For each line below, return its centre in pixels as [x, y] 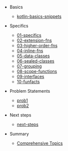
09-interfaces [30, 76]
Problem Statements [30, 91]
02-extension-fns [34, 40]
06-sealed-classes [35, 61]
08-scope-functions [37, 71]
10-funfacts [28, 82]
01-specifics [29, 35]
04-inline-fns [30, 51]
